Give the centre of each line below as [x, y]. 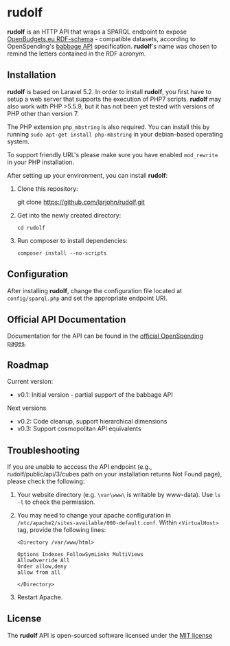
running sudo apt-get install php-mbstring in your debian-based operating [115, 134]
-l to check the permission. [56, 502]
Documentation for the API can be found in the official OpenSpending [105, 336]
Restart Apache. [40, 597]
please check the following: [46, 481]
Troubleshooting [44, 450]
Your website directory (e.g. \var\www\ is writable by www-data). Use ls [119, 495]
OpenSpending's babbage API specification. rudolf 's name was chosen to [112, 46]
